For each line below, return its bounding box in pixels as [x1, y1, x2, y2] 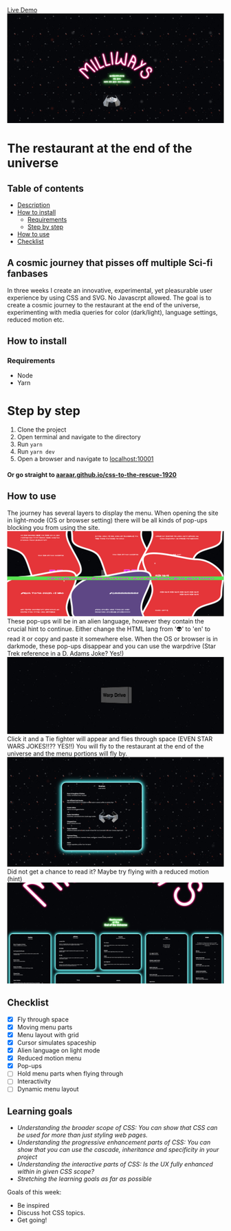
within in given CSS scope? [16, 1168, 95, 1176]
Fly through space [16, 1015, 69, 1023]
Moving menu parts [16, 1023, 73, 1031]
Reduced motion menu [16, 1054, 82, 1063]
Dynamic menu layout [16, 1085, 79, 1094]
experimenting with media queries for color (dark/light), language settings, [7, 308, 218, 316]
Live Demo [7, 6, 38, 14]
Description [16, 201, 50, 209]
